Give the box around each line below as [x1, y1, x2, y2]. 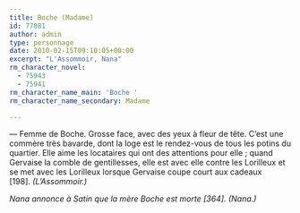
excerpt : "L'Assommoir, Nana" [9, 55, 123, 64]
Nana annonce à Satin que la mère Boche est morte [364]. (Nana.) [9, 193, 257, 204]
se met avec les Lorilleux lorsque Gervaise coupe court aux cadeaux [9, 166, 262, 177]
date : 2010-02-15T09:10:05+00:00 [9, 47, 134, 55]
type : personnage [9, 38, 74, 47]
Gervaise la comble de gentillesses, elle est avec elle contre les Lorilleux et [9, 158, 286, 168]
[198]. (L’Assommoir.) [9, 176, 88, 187]
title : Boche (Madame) [9, 13, 94, 22]
